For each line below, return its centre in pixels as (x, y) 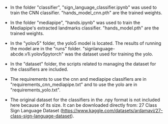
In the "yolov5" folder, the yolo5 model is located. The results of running (86, 43)
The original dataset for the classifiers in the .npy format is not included (85, 100)
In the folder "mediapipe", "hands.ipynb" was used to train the (75, 23)
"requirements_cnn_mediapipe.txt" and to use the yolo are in (74, 84)
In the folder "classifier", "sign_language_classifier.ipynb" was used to (83, 7)
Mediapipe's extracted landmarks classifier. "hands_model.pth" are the (85, 28)
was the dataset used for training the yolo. (109, 54)
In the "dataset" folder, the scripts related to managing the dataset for (83, 64)
